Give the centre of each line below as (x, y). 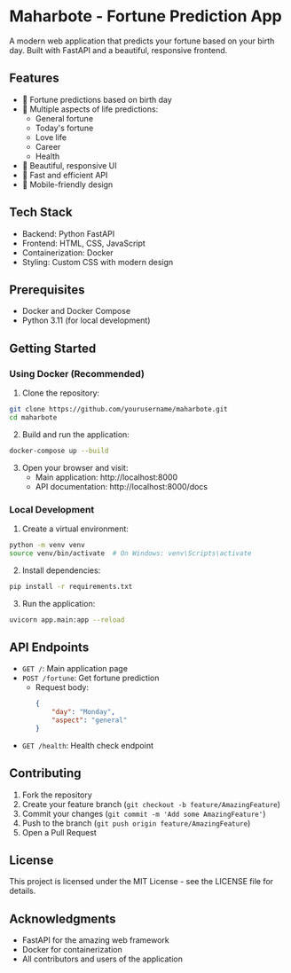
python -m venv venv (47, 545)
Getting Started (53, 348)
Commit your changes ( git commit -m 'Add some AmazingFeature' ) (144, 813)
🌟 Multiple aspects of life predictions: (90, 109)
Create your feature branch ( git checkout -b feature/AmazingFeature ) (151, 804)
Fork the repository (57, 795)
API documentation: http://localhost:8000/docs (122, 486)
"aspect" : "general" (90, 720)
